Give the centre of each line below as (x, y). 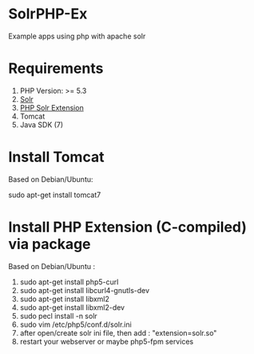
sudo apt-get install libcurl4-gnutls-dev (85, 290)
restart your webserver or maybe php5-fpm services (107, 341)
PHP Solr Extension (52, 107)
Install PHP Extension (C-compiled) (128, 227)
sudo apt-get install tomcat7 (55, 195)
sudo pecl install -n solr (58, 316)
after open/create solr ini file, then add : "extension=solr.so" (118, 332)
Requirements (56, 68)
